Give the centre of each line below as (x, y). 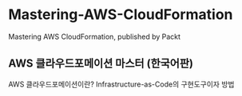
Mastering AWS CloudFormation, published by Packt (95, 36)
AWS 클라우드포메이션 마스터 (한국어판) (101, 64)
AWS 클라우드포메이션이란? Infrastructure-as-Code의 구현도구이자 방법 (121, 84)
